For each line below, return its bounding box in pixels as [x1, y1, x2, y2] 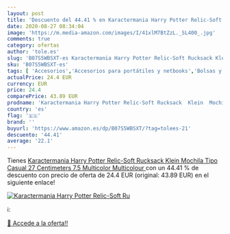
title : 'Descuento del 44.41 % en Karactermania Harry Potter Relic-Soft [7, 16, 222, 23]
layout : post [7, 10, 44, 17]
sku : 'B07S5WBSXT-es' [7, 61, 69, 68]
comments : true [7, 36, 51, 43]
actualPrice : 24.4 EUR [7, 73, 72, 81]
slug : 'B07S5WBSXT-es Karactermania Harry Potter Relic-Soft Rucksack [7, 55, 213, 62]
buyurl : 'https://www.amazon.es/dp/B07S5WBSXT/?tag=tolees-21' [7, 125, 192, 132]
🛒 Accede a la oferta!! [7, 219, 68, 227]
